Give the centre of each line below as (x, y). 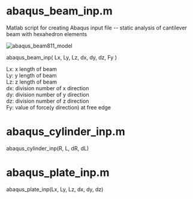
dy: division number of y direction (48, 94)
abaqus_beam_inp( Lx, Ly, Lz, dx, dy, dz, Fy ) (62, 57)
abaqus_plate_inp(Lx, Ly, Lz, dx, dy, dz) (55, 189)
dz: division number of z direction (48, 101)
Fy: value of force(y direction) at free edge (59, 107)
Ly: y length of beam (31, 75)
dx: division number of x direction (48, 88)
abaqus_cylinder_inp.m (66, 132)
